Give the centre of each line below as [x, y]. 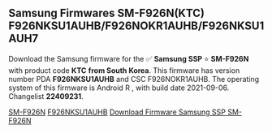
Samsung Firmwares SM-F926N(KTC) [107, 13]
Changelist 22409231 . [46, 96]
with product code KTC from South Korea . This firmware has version [124, 70]
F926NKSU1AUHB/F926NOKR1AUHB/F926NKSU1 [136, 26]
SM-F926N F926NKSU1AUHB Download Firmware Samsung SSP [117, 112]
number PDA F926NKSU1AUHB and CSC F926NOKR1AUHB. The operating [134, 79]
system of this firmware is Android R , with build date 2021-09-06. [119, 88]
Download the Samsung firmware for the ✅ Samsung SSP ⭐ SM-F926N [129, 58]
